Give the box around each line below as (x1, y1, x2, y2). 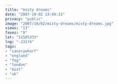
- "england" (5, 53, 30, 58)
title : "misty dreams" (5, 7, 52, 12)
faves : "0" (5, 30, 28, 35)
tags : (5, 44, 16, 49)
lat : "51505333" (5, 35, 39, 40)
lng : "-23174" (5, 40, 35, 44)
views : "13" (5, 26, 30, 31)
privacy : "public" (5, 16, 43, 21)
